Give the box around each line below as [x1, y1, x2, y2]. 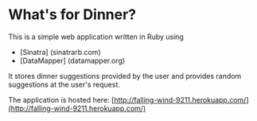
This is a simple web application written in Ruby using [8, 32, 185, 41]
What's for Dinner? [8, 6, 137, 24]
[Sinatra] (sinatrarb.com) [19, 47, 101, 57]
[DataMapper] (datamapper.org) [19, 56, 126, 65]
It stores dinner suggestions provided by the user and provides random [8, 71, 242, 80]
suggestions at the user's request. [8, 80, 121, 89]
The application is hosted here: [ [8, 95, 115, 104]
